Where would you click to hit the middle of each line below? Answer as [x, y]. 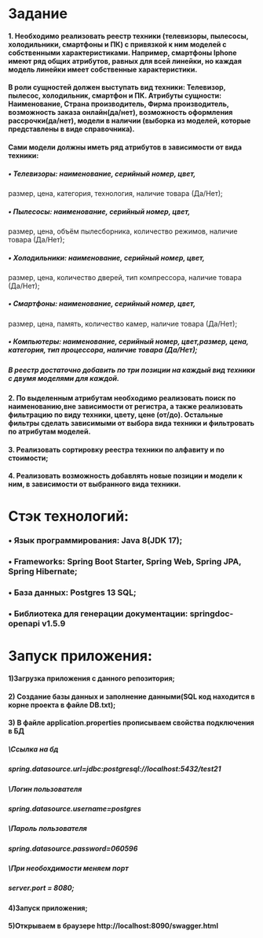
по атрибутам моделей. [49, 432]
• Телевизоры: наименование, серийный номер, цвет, [102, 173]
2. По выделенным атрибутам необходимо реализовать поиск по [122, 398]
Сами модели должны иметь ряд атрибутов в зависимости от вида [125, 147]
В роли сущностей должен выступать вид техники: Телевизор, [117, 87]
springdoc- [212, 614]
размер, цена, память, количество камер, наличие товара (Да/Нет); [123, 323]
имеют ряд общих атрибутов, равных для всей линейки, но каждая [125, 61]
